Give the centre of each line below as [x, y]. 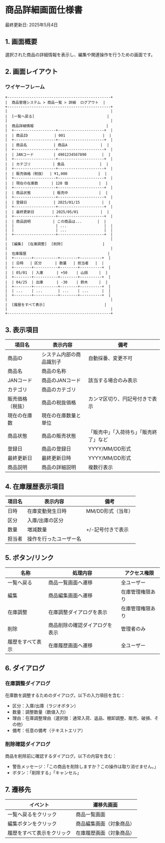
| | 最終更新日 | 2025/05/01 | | [57, 212]
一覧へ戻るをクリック [32, 814]
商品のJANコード [61, 380]
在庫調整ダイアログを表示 [78, 612]
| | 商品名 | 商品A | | [57, 145]
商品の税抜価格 [59, 403]
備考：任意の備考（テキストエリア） [49, 730]
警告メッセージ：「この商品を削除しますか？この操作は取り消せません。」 [85, 766]
